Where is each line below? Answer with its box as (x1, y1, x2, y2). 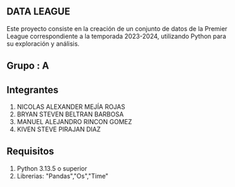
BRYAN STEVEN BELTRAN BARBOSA (16, 110, 124, 119)
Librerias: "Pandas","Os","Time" (16, 171, 109, 180)
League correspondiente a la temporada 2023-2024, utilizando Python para (6, 32, 227, 40)
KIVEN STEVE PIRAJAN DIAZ (16, 125, 101, 133)
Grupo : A (6, 60, 50, 72)
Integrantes (6, 84, 59, 96)
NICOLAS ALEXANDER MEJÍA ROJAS (16, 102, 126, 111)
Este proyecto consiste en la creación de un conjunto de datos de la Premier (6, 24, 228, 32)
